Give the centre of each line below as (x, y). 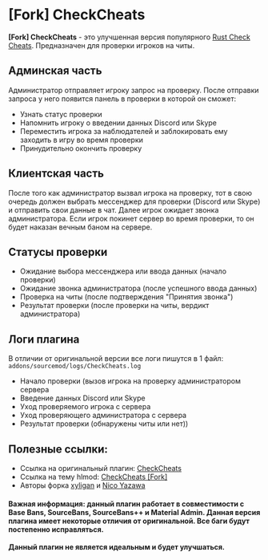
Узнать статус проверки (61, 114)
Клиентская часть (56, 174)
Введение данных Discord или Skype (82, 398)
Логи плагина (44, 339)
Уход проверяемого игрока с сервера (85, 407)
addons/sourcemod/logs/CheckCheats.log (75, 367)
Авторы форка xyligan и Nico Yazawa (82, 485)
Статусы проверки (58, 252)
